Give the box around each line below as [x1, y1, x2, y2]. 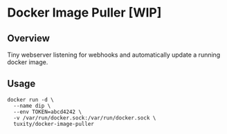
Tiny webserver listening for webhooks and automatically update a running [7, 50, 221, 59]
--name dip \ [13, 102, 51, 109]
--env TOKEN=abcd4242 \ [13, 108, 82, 115]
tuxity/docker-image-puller [13, 120, 95, 127]
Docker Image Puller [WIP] [7, 5, 162, 21]
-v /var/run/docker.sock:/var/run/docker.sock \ [13, 114, 156, 122]
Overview [7, 32, 51, 44]
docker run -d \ [7, 96, 54, 103]
